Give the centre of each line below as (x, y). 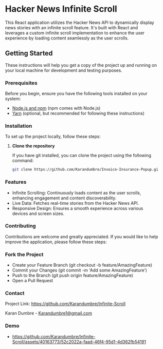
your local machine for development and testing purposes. (64, 70)
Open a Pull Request (33, 281)
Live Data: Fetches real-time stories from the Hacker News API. (75, 203)
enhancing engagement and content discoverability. (64, 198)
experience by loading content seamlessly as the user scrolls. (67, 38)
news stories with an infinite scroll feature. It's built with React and (72, 27)
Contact (15, 293)
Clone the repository (33, 146)
